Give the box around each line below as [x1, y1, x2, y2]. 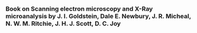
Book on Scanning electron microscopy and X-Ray [5, 5, 153, 13]
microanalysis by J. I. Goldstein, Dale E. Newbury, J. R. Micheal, [5, 12, 192, 20]
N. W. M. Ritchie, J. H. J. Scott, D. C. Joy [5, 19, 121, 28]
